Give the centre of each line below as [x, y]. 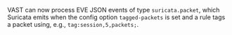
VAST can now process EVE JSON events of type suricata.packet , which [114, 10]
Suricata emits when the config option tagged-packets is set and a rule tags [116, 17]
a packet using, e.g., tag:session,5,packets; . [73, 24]
